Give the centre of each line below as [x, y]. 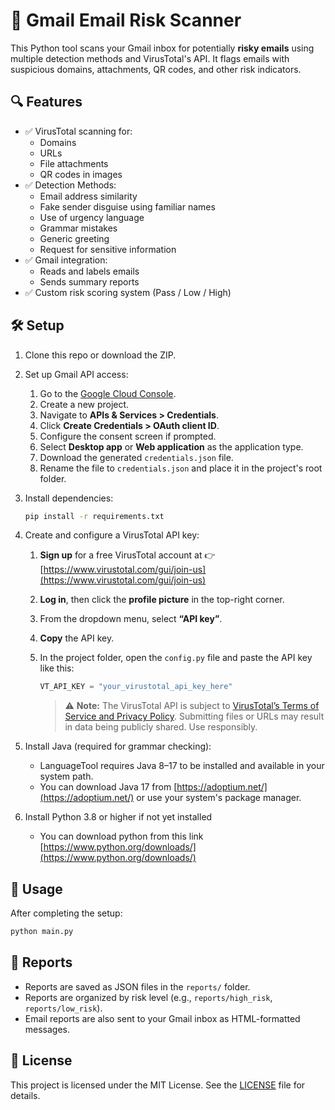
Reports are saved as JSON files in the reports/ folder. [137, 986]
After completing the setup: [66, 913]
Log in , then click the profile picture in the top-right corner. [162, 600]
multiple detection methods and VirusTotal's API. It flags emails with [150, 58]
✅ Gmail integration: [66, 260]
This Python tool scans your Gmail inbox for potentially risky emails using [162, 48]
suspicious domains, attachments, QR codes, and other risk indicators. [156, 69]
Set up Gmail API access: [76, 374]
